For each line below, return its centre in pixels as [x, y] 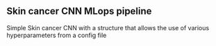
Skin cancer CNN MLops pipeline [79, 11]
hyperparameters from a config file [57, 35]
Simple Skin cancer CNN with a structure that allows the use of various [108, 27]
